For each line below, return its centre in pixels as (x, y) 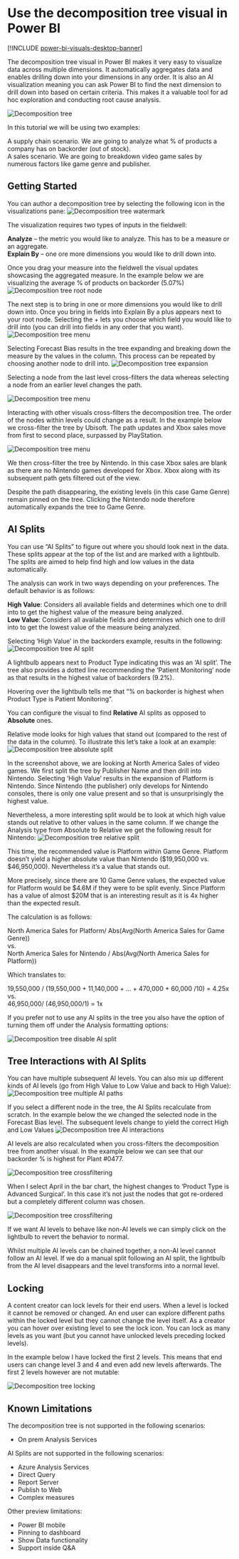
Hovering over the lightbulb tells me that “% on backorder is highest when (116, 691)
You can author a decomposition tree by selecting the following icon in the (116, 203)
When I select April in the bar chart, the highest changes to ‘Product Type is (118, 1187)
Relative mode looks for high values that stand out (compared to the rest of (117, 734)
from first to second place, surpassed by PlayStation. (85, 435)
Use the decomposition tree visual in (118, 13)
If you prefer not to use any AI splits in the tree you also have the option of (116, 1017)
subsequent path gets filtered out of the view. (74, 478)
